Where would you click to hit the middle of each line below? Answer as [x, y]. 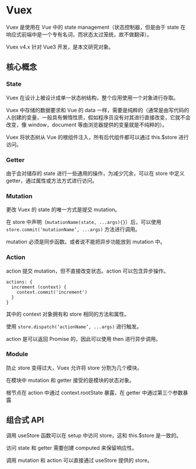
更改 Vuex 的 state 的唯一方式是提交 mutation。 [63, 210]
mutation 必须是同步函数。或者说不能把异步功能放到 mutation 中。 [86, 242]
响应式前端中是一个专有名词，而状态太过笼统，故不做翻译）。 [79, 34]
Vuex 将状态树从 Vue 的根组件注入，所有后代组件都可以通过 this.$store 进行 [97, 137]
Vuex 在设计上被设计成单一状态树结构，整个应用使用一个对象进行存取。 [92, 98]
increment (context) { [39, 287]
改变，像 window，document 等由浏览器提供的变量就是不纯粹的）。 [87, 125]
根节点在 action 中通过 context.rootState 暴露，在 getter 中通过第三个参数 [94, 392]
